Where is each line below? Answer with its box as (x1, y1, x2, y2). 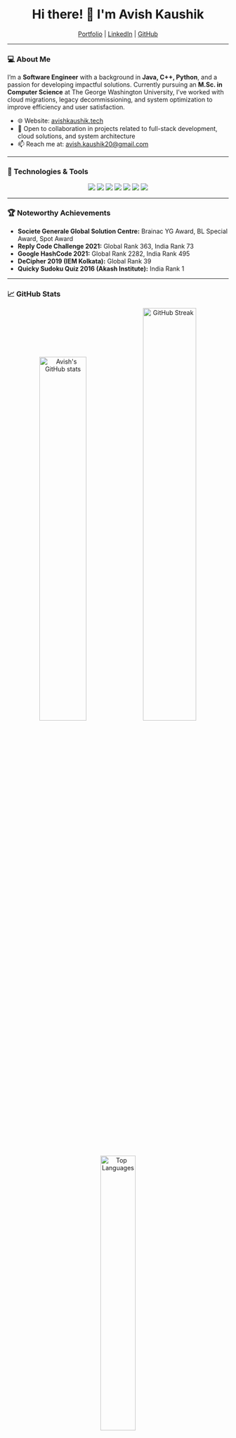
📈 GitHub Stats (7, 289, 61, 299)
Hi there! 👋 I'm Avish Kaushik (32, 6, 204, 23)
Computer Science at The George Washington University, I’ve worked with (7, 88, 224, 97)
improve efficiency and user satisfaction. (7, 103, 125, 111)
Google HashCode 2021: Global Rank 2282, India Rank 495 (17, 249, 190, 258)
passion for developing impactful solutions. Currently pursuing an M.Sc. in (7, 80, 223, 89)
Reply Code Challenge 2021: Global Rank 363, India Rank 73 (17, 242, 195, 250)
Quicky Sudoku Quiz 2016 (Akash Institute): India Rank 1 (17, 264, 185, 273)
